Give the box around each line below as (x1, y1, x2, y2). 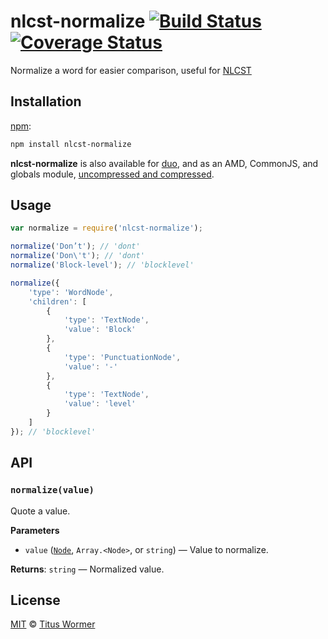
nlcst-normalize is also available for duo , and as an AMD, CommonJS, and (10, 157, 319, 169)
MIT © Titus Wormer (10, 618, 96, 630)
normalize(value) (10, 485, 95, 496)
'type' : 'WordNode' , (28, 287, 114, 297)
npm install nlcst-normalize (10, 139, 132, 149)
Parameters (10, 524, 60, 536)
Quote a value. (10, 505, 71, 517)
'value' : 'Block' (63, 325, 137, 335)
